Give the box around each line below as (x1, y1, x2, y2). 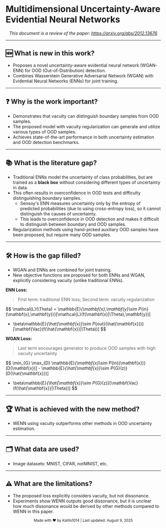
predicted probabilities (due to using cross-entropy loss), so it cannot (20, 206, 161, 211)
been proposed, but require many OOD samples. (12, 232, 111, 238)
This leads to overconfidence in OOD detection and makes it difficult (20, 216, 159, 222)
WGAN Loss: (5, 336, 33, 342)
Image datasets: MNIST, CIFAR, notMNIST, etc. (12, 460, 108, 466)
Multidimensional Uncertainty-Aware (5, 3, 161, 15)
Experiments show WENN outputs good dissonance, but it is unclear (12, 498, 152, 504)
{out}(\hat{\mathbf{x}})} (95, 321, 144, 327)
